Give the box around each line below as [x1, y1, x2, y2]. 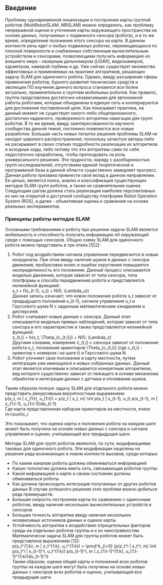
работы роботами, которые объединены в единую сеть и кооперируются [5, 99, 158, 105]
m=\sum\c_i [5, 411, 29, 417]
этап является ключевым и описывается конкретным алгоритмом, [12, 366, 152, 371]
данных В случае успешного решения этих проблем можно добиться [12, 486, 157, 492]
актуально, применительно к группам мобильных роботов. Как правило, [5, 89, 157, 95]
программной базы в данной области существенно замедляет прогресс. [5, 167, 158, 173]
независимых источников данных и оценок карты [12, 517, 116, 523]
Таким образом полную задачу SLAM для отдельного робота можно [5, 385, 148, 391]
